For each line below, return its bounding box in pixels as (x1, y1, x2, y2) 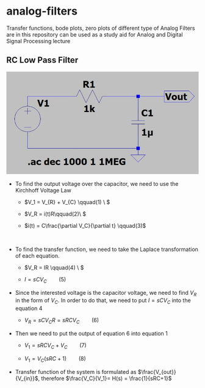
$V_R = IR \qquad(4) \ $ (24, 264, 84, 271)
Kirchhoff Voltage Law (15, 186, 71, 194)
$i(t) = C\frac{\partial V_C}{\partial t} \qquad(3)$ (24, 222, 146, 229)
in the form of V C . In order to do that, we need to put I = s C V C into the (15, 297, 191, 306)
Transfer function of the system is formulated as (15, 368, 137, 375)
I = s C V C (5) (24, 275, 67, 284)
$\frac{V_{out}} (137, 368, 176, 375)
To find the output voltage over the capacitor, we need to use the (15, 180, 179, 187)
